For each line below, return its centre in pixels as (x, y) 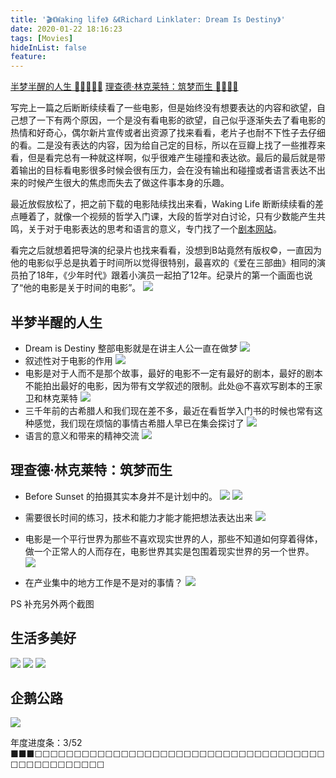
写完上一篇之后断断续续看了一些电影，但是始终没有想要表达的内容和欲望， (163, 108)
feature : (28, 57)
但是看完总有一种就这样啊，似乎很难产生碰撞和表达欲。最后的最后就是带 (176, 158)
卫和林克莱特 (51, 398)
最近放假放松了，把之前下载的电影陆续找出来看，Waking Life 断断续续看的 (162, 204)
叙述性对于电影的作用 (68, 360)
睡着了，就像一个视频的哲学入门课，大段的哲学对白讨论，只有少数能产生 (167, 217)
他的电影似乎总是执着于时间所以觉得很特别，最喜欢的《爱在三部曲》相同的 (163, 263)
